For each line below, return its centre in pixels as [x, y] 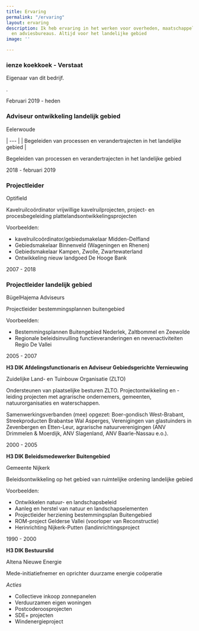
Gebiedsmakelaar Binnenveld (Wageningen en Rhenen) [82, 245]
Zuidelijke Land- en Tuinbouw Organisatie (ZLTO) [66, 379]
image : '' [18, 39]
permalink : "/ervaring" [36, 17]
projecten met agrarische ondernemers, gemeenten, [88, 397]
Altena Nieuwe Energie [34, 562]
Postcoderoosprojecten [43, 609]
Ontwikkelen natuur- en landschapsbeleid [65, 502]
